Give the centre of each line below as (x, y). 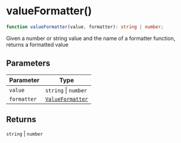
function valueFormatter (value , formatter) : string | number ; (85, 27)
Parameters (28, 63)
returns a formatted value (37, 44)
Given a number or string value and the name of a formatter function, (91, 38)
